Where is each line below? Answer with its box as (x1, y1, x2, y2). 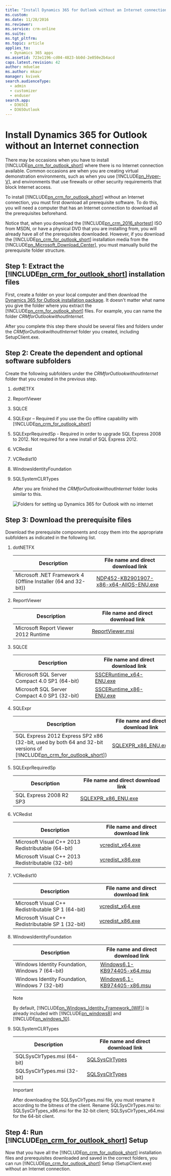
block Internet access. (5, 184, 52, 190)
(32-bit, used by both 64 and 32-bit (15, 739, 103, 746)
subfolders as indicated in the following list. (5, 535, 97, 541)
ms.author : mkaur (5, 69, 42, 75)
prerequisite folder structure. (5, 247, 66, 253)
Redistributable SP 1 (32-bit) (15, 921, 85, 928)
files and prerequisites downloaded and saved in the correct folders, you (5, 1155, 158, 1161)
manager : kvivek (5, 74, 40, 79)
